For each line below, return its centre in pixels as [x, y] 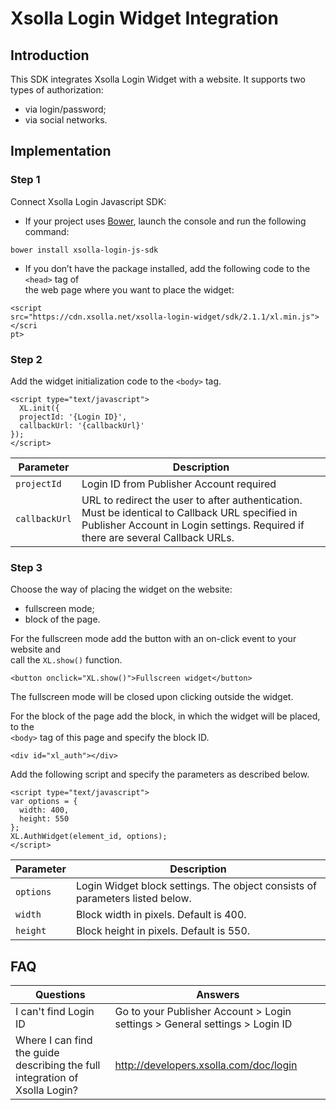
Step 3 [26, 567]
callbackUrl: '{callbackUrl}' [82, 425]
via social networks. [66, 120]
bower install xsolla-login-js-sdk [84, 250]
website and [35, 649]
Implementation [61, 151]
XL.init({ [39, 408]
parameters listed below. [133, 899]
